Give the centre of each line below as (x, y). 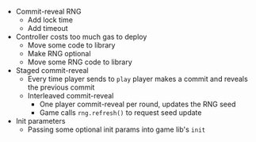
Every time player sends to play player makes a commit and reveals (138, 79)
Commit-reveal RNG (48, 12)
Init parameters (40, 121)
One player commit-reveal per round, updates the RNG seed (138, 104)
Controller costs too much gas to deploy (81, 36)
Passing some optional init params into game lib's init (117, 129)
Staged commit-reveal (52, 70)
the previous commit (61, 87)
